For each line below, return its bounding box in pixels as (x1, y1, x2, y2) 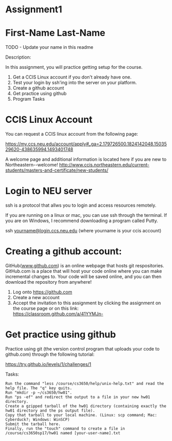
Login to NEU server (5, 185, 92, 197)
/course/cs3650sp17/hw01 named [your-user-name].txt (5, 430, 121, 435)
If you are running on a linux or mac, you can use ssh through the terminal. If (5, 212, 167, 218)
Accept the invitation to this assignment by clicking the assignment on (12, 300, 161, 306)
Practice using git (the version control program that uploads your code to (5, 345, 160, 352)
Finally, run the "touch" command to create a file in (5, 426, 125, 431)
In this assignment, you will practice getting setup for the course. (5, 64, 143, 70)
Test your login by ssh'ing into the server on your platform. (12, 80, 137, 86)
